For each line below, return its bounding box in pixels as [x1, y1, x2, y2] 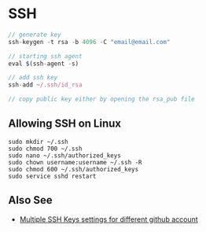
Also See [8, 193, 53, 207]
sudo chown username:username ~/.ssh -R [8, 158, 143, 166]
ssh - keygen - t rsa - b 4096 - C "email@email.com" [8, 38, 171, 46]
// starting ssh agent [8, 52, 83, 60]
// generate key [8, 31, 61, 39]
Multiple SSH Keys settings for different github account [19, 214, 198, 224]
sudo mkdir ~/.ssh [8, 138, 68, 145]
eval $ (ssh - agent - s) [8, 60, 79, 68]
